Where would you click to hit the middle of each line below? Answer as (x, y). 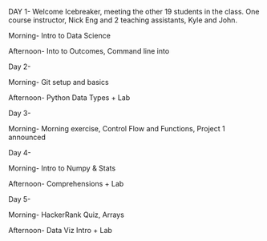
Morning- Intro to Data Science (59, 36)
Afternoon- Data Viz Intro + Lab (60, 230)
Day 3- (20, 113)
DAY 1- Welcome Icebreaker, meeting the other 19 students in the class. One (134, 12)
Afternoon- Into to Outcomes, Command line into (89, 51)
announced (27, 137)
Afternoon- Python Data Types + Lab (69, 98)
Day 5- (20, 199)
